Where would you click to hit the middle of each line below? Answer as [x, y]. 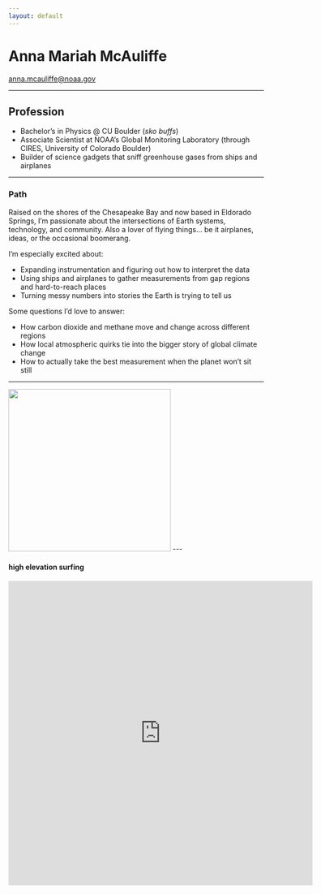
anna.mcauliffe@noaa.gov [52, 79]
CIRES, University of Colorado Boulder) [86, 149]
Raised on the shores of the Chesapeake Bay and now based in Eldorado [130, 212]
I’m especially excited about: [56, 253]
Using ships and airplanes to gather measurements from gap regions [135, 278]
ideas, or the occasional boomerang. [70, 238]
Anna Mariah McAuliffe [88, 56]
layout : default [36, 16]
